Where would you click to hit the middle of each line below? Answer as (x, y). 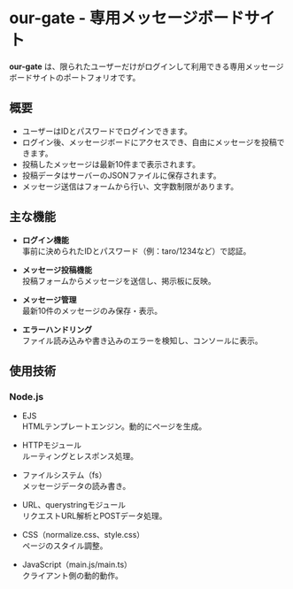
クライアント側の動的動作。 (73, 576)
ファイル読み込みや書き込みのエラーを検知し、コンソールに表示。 (142, 340)
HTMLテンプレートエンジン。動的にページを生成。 (114, 426)
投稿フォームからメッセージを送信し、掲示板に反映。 (119, 280)
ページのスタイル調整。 (65, 546)
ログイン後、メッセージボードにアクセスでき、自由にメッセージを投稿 (149, 142)
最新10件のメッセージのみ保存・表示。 (92, 310)
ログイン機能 (45, 240)
